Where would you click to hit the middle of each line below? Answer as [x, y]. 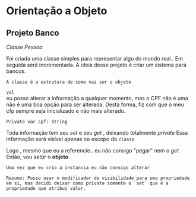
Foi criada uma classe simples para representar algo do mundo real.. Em [94, 58]
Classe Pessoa [24, 47]
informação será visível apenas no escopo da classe [70, 139]
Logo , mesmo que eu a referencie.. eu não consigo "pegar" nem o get [93, 150]
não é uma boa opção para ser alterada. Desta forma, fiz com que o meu [95, 104]
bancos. [16, 71]
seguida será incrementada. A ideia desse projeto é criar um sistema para [97, 65]
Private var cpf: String [37, 122]
